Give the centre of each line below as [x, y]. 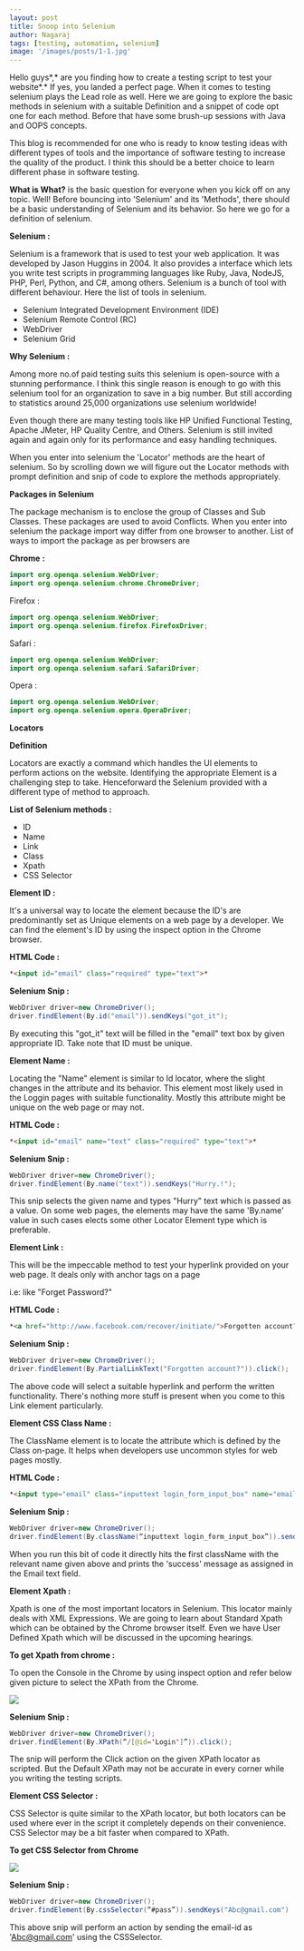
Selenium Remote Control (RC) [80, 319]
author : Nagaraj [40, 34]
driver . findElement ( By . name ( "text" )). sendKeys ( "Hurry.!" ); [123, 1184]
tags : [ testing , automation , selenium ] [85, 43]
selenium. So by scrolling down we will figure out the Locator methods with [149, 467]
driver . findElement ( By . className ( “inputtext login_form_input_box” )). [145, 1536]
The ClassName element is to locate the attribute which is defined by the [145, 1441]
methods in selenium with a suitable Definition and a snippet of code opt [144, 106]
